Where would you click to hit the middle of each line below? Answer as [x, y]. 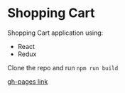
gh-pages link [28, 81]
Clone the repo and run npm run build [63, 67]
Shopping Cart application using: [55, 33]
